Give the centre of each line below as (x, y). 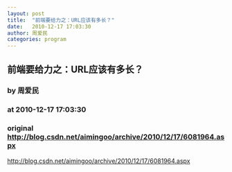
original (20, 128)
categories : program (37, 40)
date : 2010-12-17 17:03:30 (49, 26)
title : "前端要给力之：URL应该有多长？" (61, 20)
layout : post (26, 14)
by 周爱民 (23, 91)
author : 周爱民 (27, 33)
